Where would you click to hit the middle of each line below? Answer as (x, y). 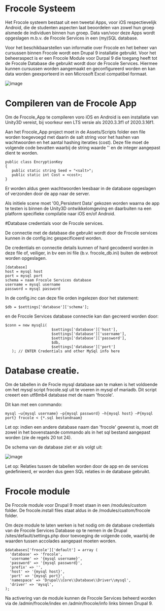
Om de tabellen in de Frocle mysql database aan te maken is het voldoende (81, 384)
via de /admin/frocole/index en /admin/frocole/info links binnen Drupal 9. (79, 603)
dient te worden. (22, 153)
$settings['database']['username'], (89, 334)
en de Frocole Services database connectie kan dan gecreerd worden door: (82, 316)
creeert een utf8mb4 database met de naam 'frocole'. (60, 395)
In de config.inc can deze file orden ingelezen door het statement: (72, 298)
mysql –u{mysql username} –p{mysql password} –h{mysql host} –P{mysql (79, 413)
